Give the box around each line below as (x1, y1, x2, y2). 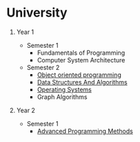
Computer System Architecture (37, 55, 126, 64)
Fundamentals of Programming (37, 48, 126, 57)
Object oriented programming (37, 71, 121, 79)
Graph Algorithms (37, 92, 88, 101)
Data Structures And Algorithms (37, 78, 128, 86)
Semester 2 (26, 63, 60, 71)
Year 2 (16, 106, 36, 114)
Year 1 (16, 28, 34, 36)
